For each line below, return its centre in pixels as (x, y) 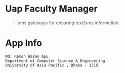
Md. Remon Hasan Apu (27, 56)
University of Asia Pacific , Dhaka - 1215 (52, 65)
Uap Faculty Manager (51, 9)
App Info (24, 43)
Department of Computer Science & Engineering (55, 61)
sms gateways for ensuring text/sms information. (69, 23)
